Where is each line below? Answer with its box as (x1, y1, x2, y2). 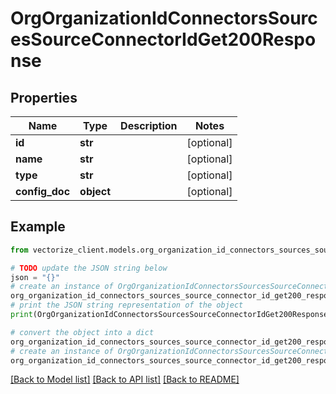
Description (120, 119, 178, 132)
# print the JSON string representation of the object (10, 300, 244, 311)
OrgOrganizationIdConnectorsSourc (10, 7, 318, 30)
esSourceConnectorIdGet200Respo (10, 28, 317, 51)
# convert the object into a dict (10, 327, 155, 337)
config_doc (15, 185, 71, 198)
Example (10, 218, 66, 236)
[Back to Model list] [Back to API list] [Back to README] (10, 373, 240, 386)
